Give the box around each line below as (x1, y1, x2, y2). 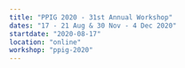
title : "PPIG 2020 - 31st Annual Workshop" (9, 12, 173, 22)
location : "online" (9, 37, 82, 47)
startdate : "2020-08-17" (9, 29, 101, 38)
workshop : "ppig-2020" (9, 46, 93, 55)
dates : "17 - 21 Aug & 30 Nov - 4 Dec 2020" (9, 21, 177, 30)
